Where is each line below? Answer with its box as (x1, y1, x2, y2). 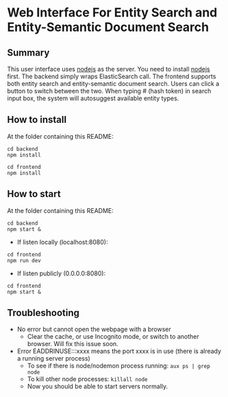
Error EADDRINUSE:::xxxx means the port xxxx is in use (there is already (16, 347, 221, 355)
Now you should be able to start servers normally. (27, 383, 168, 391)
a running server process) (16, 354, 90, 363)
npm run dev (7, 257, 41, 264)
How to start (7, 188, 61, 200)
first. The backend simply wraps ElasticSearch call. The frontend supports (7, 72, 216, 80)
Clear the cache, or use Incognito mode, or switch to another (27, 332, 200, 341)
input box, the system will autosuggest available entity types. (7, 94, 179, 102)
